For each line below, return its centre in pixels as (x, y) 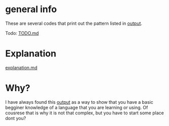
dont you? (16, 118)
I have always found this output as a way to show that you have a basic (79, 102)
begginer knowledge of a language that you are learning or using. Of (77, 107)
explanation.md (21, 67)
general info (31, 9)
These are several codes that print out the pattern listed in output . (74, 23)
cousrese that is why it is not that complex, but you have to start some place (85, 113)
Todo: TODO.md (22, 33)
